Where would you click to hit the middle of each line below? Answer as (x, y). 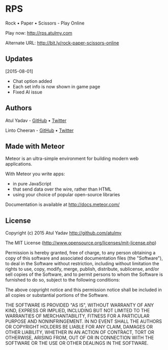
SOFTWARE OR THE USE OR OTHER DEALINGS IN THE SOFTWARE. (77, 343)
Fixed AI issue (27, 92)
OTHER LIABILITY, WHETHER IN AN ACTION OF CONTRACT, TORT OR (80, 332)
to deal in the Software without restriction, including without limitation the (82, 264)
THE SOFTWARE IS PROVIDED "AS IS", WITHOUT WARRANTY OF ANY (80, 305)
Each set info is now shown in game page (56, 86)
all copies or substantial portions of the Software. (57, 295)
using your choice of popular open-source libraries (66, 195)
